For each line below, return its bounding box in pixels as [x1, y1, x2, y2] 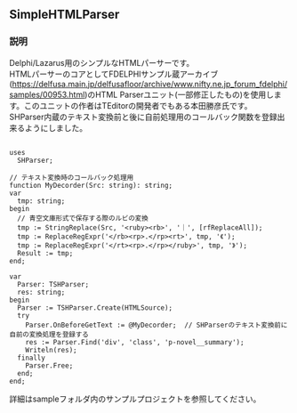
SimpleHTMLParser [9, 7, 120, 22]
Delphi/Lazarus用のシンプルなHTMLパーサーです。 [9, 57, 195, 68]
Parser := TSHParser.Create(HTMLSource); [17, 303, 173, 312]
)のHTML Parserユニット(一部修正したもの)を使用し [84, 89, 274, 100]
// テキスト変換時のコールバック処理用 [9, 173, 134, 182]
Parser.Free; [25, 360, 74, 370]
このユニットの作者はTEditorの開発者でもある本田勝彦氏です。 [23, 100, 253, 110]
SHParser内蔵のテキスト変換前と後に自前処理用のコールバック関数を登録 [9, 111, 277, 122]
